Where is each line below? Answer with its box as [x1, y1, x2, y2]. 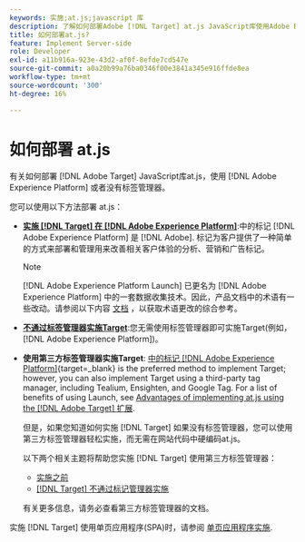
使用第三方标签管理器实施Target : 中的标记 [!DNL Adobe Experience [22, 353, 275, 364]
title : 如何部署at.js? [9, 30, 90, 39]
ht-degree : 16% [9, 89, 67, 98]
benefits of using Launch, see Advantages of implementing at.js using [22, 392, 284, 403]
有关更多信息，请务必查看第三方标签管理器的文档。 [22, 503, 214, 514]
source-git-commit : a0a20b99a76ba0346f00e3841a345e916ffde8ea [9, 64, 250, 74]
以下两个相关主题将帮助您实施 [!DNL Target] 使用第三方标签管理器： [22, 453, 277, 464]
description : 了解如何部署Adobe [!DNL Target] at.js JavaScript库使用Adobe [9, 22, 290, 31]
